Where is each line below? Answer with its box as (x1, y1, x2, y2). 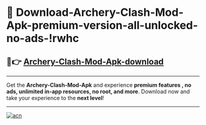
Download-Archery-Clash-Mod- (16, 5, 184, 20)
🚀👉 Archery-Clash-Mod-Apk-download (6, 56, 164, 66)
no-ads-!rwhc (6, 32, 80, 45)
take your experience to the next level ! (6, 95, 104, 101)
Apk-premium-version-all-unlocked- (6, 18, 198, 32)
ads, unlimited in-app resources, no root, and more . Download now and (6, 88, 190, 95)
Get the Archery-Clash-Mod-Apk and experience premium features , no (6, 82, 192, 88)
